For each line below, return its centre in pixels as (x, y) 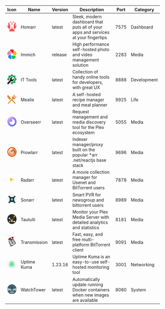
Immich (28, 55)
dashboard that (88, 22)
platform (81, 245)
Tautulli (28, 220)
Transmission (34, 242)
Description (92, 9)
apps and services (91, 32)
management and (90, 117)
